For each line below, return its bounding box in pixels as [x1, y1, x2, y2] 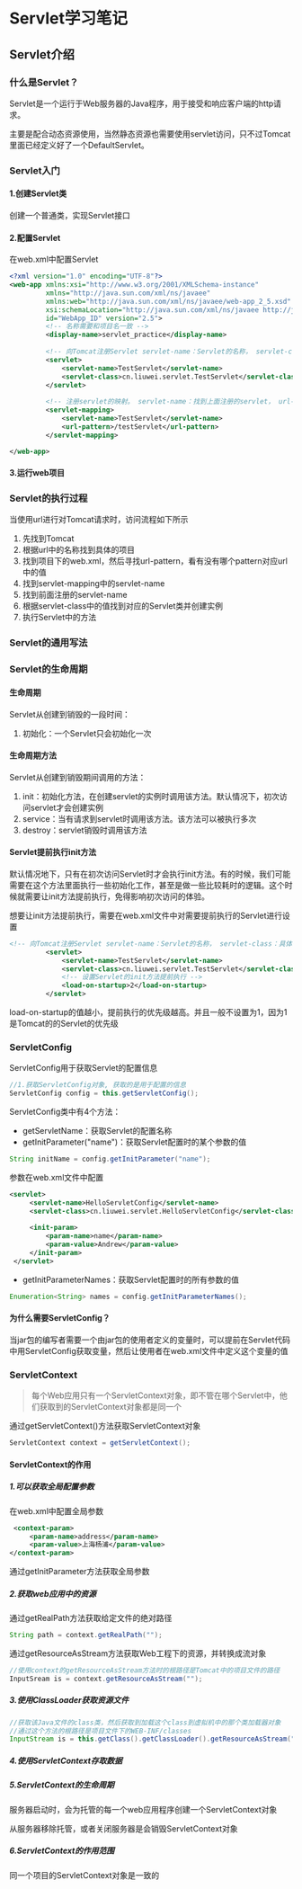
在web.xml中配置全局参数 [9, 1505, 104, 1516]
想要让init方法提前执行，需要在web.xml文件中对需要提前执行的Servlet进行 [9, 910, 283, 921]
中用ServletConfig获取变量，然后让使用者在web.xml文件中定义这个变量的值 [9, 1345, 289, 1356]
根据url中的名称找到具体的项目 [22, 545, 135, 556]
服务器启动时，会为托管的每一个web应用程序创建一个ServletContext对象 [9, 1804, 278, 1814]
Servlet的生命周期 [9, 663, 88, 675]
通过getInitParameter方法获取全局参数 [9, 1566, 150, 1577]
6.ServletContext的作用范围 [9, 1845, 115, 1857]
